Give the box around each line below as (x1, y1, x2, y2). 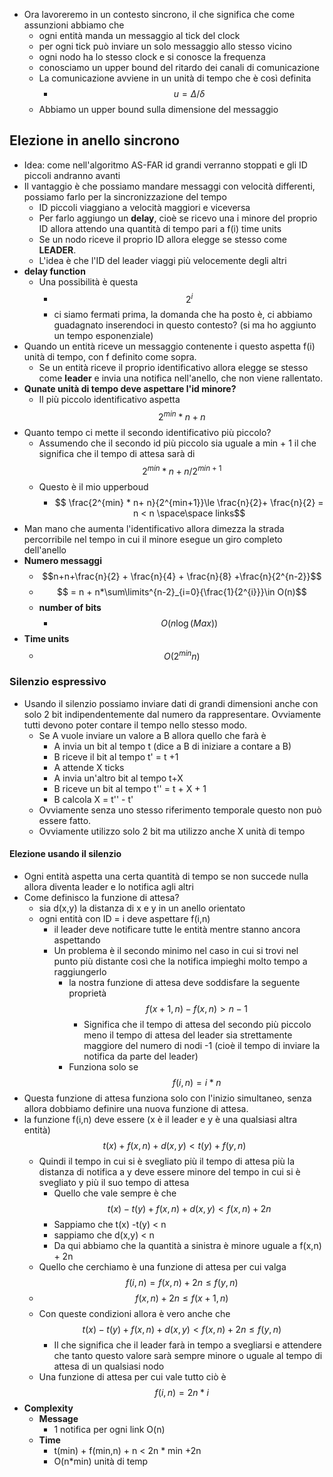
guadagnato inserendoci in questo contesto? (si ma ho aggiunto (53, 319, 317, 331)
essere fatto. (38, 814, 92, 826)
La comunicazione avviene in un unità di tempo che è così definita (38, 72, 312, 84)
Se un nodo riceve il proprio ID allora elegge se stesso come (38, 233, 287, 245)
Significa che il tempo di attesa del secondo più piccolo (83, 1018, 312, 1030)
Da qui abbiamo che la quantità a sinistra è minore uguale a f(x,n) (53, 1239, 322, 1251)
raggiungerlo (53, 965, 107, 978)
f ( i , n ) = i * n (172, 1076, 222, 1088)
